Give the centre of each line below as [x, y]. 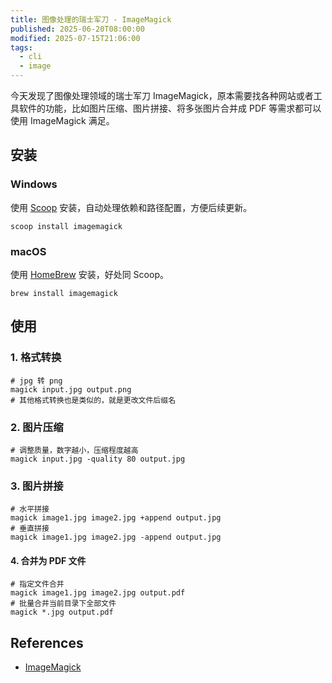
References [47, 642]
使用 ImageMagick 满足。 [62, 120]
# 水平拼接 [30, 509]
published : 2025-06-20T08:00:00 [77, 29]
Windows [34, 184]
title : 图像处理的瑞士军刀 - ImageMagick [91, 19]
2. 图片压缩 [37, 427]
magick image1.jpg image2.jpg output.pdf [98, 593]
